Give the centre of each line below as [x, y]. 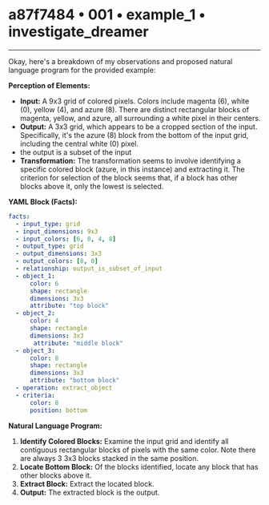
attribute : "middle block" [78, 343]
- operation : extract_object [64, 388]
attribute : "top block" [69, 306]
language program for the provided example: [82, 70]
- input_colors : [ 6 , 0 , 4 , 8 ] [66, 239]
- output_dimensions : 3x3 [59, 254]
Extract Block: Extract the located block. [87, 483]
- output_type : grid [50, 246]
